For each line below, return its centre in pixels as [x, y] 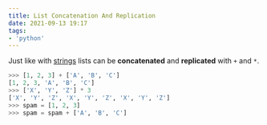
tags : [17, 30]
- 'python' [26, 38]
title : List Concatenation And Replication [82, 16]
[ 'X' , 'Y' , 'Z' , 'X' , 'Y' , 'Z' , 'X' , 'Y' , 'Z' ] [89, 98]
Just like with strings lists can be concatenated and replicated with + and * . [134, 61]
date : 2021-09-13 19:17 [48, 23]
